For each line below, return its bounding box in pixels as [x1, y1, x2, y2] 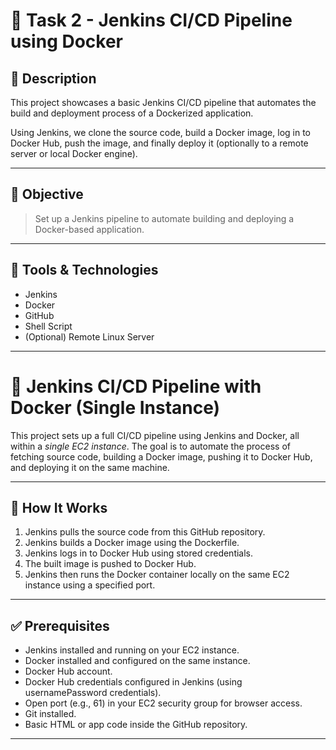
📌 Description [10, 70, 97, 87]
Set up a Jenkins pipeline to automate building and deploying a [34, 212, 295, 224]
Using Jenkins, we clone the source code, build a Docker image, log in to [10, 127, 311, 138]
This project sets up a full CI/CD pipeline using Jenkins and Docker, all [10, 429, 300, 441]
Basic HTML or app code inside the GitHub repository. [24, 719, 248, 731]
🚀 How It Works [10, 499, 108, 516]
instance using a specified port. [24, 579, 156, 591]
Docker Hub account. [24, 665, 113, 678]
